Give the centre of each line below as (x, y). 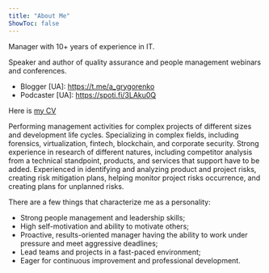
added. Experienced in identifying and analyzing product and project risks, (132, 169)
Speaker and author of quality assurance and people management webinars (134, 62)
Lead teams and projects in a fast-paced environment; (110, 252)
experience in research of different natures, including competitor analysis (130, 152)
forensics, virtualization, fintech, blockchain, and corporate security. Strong (134, 143)
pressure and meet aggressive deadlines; (89, 243)
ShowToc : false (34, 23)
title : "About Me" (39, 16)
